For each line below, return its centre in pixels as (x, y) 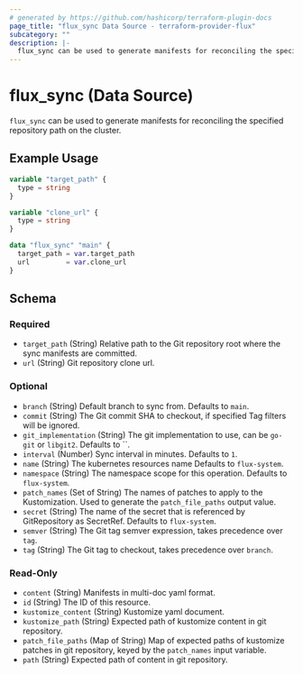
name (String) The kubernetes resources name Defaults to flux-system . (153, 463)
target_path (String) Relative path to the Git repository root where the (151, 344)
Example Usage (54, 159)
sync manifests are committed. (80, 353)
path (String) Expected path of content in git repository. (125, 660)
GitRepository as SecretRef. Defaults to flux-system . (119, 521)
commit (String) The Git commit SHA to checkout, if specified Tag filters (154, 415)
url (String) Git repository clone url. (88, 363)
